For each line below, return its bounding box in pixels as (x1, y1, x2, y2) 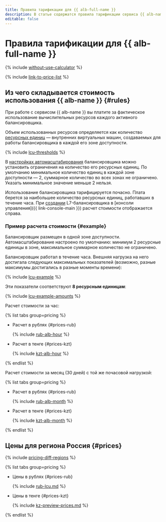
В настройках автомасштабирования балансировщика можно (5, 159, 137, 165)
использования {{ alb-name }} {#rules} (5, 96, 130, 104)
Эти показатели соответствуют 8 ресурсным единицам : (5, 283, 126, 289)
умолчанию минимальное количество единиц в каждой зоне (5, 169, 135, 175)
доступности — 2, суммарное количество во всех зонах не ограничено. (5, 175, 158, 181)
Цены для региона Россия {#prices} (5, 442, 122, 450)
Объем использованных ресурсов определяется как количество (5, 129, 143, 135)
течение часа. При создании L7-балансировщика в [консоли (5, 200, 134, 206)
